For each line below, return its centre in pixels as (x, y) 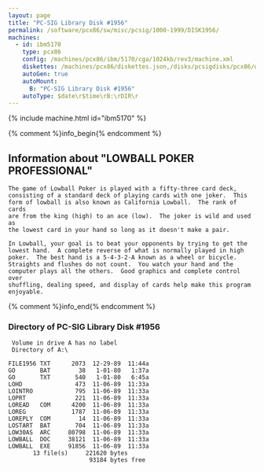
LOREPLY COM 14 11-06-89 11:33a (79, 419)
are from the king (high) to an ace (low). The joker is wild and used (130, 216)
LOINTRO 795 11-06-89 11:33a (79, 391)
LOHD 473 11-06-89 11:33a (79, 385)
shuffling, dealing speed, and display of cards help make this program (130, 285)
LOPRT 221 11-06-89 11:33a (79, 398)
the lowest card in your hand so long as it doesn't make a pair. (119, 230)
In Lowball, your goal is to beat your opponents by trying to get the (128, 244)
